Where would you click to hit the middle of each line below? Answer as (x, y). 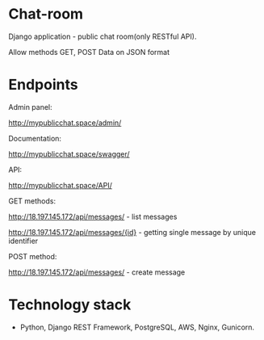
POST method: (33, 256)
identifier (23, 241)
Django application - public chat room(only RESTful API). (103, 36)
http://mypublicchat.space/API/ (61, 185)
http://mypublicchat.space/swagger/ (69, 153)
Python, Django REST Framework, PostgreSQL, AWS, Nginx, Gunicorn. (137, 327)
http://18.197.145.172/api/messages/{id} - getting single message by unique (132, 232)
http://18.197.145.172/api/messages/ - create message (97, 272)
